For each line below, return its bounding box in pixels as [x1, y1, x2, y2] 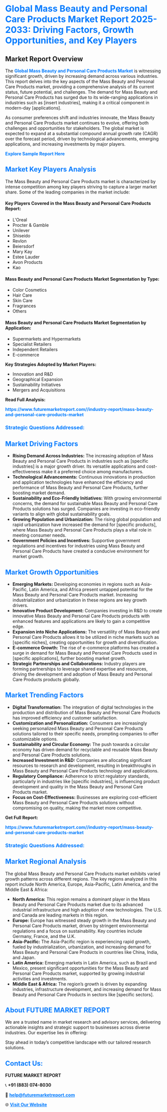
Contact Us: [5, 1059, 43, 1068]
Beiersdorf [12, 243, 34, 249]
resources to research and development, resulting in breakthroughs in [12, 762, 156, 768]
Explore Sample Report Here [5, 151, 65, 157]
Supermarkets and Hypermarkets [12, 336, 81, 342]
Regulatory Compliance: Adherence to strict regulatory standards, [12, 773, 150, 779]
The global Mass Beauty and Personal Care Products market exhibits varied [5, 871, 161, 877]
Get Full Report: [5, 814, 38, 820]
